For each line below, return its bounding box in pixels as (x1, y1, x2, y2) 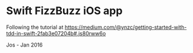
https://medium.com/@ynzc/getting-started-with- (64, 24, 187, 31)
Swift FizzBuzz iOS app (6, 4, 123, 18)
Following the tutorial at (6, 24, 64, 31)
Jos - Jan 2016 (6, 41, 43, 48)
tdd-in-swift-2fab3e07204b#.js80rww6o (6, 29, 106, 37)
